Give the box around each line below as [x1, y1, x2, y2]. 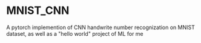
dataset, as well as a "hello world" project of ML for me [6, 30, 143, 37]
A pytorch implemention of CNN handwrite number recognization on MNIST [6, 24, 195, 31]
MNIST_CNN [6, 4, 70, 18]
